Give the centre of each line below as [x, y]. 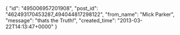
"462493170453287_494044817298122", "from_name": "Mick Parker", [90, 14]
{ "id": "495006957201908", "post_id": [52, 8]
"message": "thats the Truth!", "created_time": [61, 20]
